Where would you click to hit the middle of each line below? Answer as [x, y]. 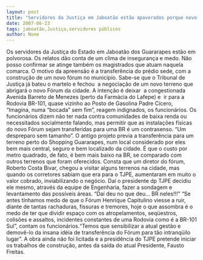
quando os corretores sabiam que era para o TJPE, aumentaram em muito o [101, 174]
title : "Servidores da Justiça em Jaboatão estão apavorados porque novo [102, 18]
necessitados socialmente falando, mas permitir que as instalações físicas [99, 123]
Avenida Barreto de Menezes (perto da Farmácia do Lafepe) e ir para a [95, 97]
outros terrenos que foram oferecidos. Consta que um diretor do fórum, [96, 162]
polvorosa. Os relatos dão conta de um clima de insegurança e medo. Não [99, 58]
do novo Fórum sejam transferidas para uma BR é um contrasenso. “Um [96, 129]
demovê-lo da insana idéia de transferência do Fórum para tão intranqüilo [98, 233]
